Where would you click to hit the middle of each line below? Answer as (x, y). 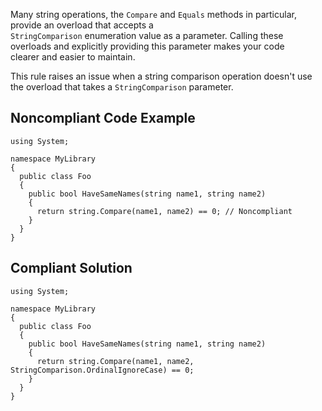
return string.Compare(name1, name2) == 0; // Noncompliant (164, 211)
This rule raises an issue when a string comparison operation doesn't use (161, 76)
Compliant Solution (71, 268)
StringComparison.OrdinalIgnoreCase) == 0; (102, 370)
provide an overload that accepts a (82, 25)
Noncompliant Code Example (103, 118)
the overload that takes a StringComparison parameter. (122, 87)
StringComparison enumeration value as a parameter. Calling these (147, 35)
